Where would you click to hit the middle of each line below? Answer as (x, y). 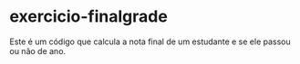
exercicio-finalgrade (89, 17)
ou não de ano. (38, 50)
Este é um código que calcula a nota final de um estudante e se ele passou (150, 41)
